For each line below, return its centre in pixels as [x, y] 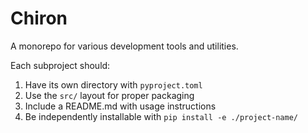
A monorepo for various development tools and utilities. [124, 46]
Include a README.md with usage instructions [120, 106]
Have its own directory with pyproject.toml [113, 84]
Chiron [39, 18]
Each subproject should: [60, 65]
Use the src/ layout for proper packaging [109, 95]
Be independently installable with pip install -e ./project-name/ [161, 116]
